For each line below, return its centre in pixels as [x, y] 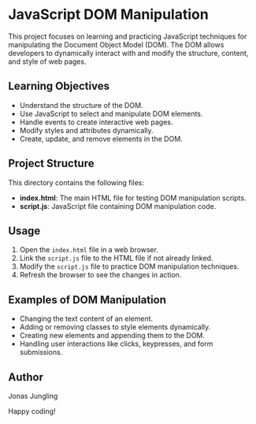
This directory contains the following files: [76, 182]
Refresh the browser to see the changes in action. [100, 275]
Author [26, 377]
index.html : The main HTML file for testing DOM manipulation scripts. [133, 198]
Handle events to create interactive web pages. [96, 122]
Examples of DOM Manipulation [87, 300]
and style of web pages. [47, 61]
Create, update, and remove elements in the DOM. [101, 139]
